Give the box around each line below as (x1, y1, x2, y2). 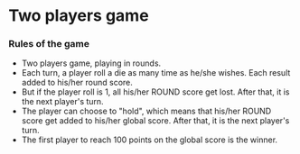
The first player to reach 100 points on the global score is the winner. (21, 134, 277, 145)
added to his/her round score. (21, 77, 133, 88)
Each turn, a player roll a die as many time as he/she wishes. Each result (21, 68, 291, 78)
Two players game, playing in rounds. (21, 58, 162, 68)
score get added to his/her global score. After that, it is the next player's (21, 115, 290, 126)
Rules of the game (8, 38, 89, 50)
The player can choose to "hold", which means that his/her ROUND (21, 105, 272, 117)
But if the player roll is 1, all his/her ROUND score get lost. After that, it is (21, 86, 290, 97)
